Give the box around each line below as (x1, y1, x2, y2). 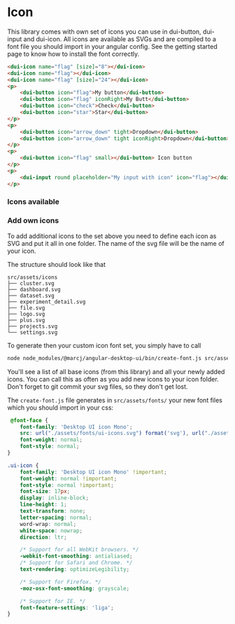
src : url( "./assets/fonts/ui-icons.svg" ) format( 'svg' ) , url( (20, 430, 205, 437)
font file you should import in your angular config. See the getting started (7, 42, 218, 50)
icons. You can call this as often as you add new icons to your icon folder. (7, 375, 219, 383)
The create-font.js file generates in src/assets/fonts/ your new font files (7, 396, 222, 404)
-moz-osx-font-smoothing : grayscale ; (20, 585, 130, 592)
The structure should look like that (7, 260, 106, 268)
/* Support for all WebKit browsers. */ (20, 546, 139, 553)
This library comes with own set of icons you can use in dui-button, (7, 27, 201, 36)
